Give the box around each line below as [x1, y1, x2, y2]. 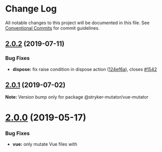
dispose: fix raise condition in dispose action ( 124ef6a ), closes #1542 [12, 66, 157, 72]
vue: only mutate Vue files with [12, 141, 77, 147]
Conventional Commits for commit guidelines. [5, 25, 100, 31]
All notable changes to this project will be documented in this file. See [5, 20, 150, 26]
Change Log [5, 3, 57, 15]
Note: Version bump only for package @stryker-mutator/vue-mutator [5, 94, 148, 100]
